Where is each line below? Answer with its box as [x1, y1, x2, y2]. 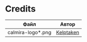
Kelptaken [56, 29, 80, 36]
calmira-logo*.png [7, 29, 52, 36]
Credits [5, 3, 36, 14]
